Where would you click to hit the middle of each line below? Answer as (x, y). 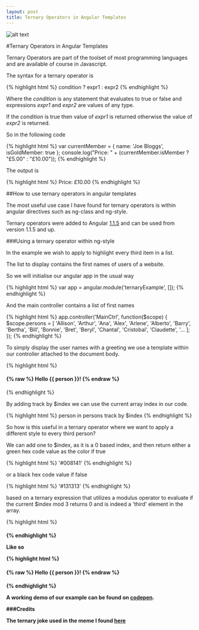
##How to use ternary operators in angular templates (71, 193)
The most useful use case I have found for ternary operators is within (91, 205)
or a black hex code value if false (47, 474)
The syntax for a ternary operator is (50, 75)
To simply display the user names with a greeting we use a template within (97, 347)
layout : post (22, 12)
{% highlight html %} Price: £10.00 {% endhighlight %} (73, 182)
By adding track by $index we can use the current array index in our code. (97, 403)
